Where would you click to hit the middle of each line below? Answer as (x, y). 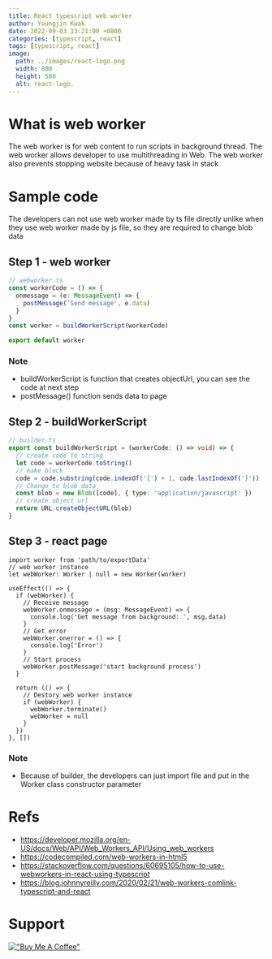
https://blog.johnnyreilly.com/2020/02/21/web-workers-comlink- (128, 883)
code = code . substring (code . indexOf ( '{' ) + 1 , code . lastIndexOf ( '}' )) (138, 478)
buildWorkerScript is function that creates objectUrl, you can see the (135, 379)
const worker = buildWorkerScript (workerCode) (89, 326)
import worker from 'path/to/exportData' (80, 560)
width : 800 (34, 69)
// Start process (52, 659)
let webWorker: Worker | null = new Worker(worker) (97, 574)
